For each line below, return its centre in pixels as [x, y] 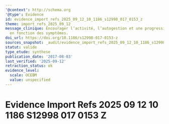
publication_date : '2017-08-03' [39, 56]
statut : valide [21, 47]
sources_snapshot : [24, 43]
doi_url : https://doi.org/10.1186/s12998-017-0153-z [62, 38]
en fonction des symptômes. [39, 33]
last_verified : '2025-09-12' [36, 61]
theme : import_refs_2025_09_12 [38, 24]
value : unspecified [30, 80]
